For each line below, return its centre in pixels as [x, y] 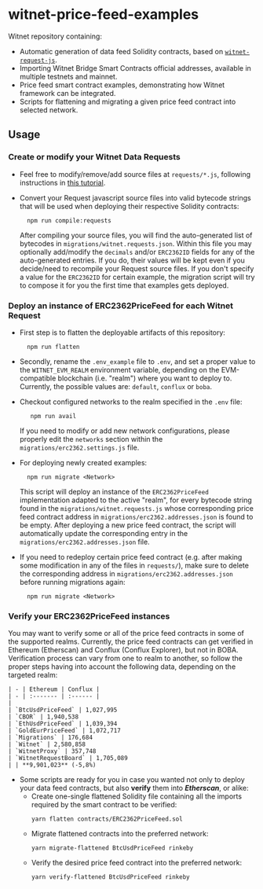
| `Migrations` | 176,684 [50, 738]
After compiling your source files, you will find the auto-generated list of [136, 235]
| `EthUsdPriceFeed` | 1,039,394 [63, 724]
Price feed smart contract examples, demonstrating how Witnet [122, 85]
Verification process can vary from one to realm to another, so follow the [126, 659]
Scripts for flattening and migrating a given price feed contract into [128, 101]
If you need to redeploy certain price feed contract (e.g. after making [131, 557]
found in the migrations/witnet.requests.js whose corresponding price [136, 508]
